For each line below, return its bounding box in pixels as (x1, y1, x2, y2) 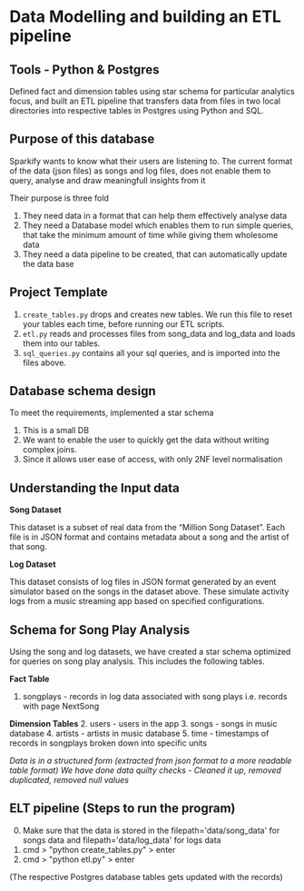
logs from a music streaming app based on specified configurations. (9, 596, 265, 607)
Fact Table (9, 674, 50, 685)
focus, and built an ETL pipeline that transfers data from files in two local (9, 95, 281, 106)
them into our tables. (22, 338, 101, 349)
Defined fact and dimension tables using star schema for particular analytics (9, 86, 295, 96)
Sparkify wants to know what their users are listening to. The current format (9, 155, 293, 166)
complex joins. (22, 444, 77, 455)
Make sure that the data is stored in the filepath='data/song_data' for (22, 825, 280, 836)
